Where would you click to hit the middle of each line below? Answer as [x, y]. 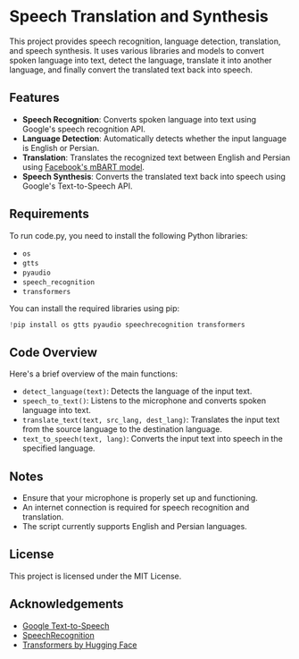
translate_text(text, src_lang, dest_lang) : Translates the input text [151, 420]
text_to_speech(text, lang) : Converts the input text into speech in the [152, 439]
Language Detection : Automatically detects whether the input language [154, 138]
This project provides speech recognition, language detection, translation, [145, 41]
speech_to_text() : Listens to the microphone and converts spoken [144, 401]
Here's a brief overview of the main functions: [94, 374]
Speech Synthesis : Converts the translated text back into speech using [154, 176]
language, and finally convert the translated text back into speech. [131, 70]
